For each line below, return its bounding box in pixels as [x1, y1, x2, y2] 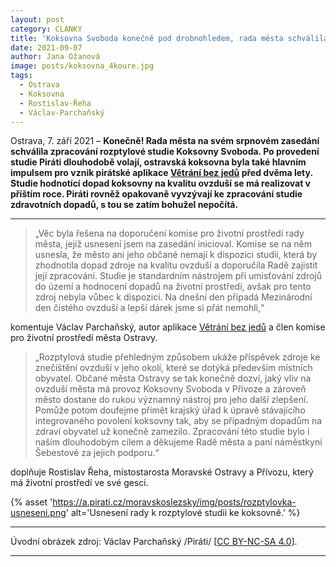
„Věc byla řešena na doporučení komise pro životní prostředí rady [34, 227, 305, 240]
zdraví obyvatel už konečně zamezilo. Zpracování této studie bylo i [34, 426, 310, 438]
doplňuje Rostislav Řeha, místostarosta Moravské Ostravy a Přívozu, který [10, 466, 314, 478]
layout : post [10, 14, 65, 25]
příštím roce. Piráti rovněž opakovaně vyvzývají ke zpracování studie [10, 188, 303, 200]
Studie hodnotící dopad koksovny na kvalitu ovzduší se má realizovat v [10, 177, 311, 190]
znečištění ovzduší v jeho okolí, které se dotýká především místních [34, 362, 313, 374]
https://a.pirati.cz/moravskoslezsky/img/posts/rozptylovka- [52, 496, 297, 508]
